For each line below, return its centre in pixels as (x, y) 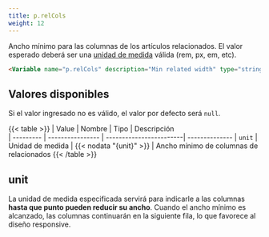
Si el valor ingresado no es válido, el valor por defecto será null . (114, 114)
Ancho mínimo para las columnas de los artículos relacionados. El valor (126, 46)
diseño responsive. (40, 224)
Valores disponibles (59, 94)
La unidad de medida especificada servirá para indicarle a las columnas (127, 199)
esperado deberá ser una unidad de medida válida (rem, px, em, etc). (122, 54)
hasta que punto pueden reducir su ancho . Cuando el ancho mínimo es (127, 207)
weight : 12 (26, 23)
